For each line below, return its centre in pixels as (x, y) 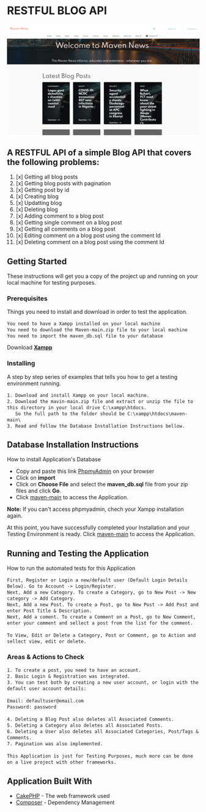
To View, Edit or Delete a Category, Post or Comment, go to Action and (101, 635)
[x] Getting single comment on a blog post (69, 223)
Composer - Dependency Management (65, 802)
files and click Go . (39, 491)
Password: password (32, 707)
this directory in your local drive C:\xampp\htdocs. (77, 408)
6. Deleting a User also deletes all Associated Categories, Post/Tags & (103, 732)
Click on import (35, 478)
